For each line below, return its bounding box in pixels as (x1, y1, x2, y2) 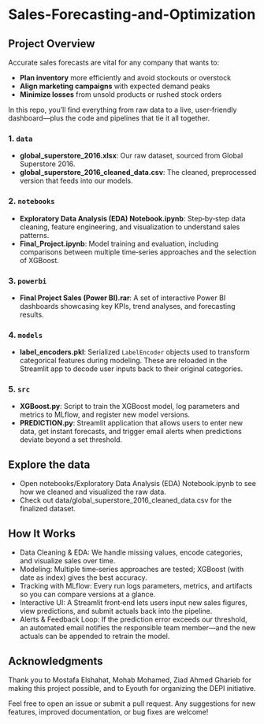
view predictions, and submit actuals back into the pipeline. (19, 607, 213, 616)
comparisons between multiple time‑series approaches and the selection (19, 247, 257, 257)
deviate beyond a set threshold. (19, 435, 123, 444)
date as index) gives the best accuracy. (19, 573, 147, 582)
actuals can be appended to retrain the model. (19, 632, 170, 641)
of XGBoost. (19, 255, 59, 265)
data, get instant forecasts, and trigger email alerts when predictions (19, 427, 242, 436)
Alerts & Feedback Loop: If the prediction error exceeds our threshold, (19, 614, 248, 624)
